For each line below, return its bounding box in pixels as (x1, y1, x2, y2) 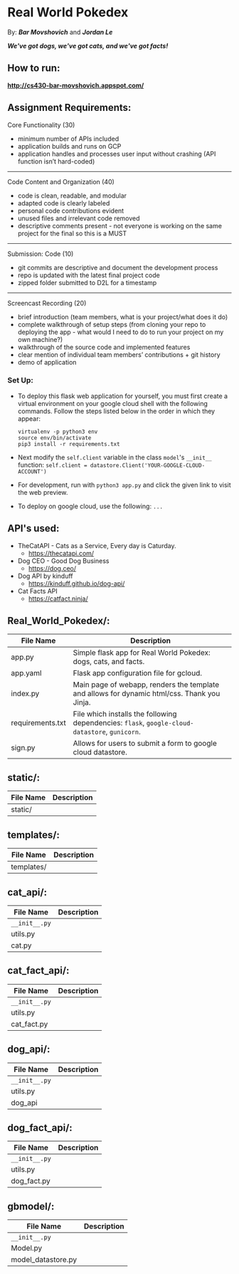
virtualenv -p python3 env (17, 428, 98, 435)
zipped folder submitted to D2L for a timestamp (17, 278, 157, 287)
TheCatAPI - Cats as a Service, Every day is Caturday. (17, 541, 176, 550)
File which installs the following (73, 709, 177, 719)
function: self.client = (17, 460, 87, 469)
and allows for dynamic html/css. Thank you (73, 689, 221, 699)
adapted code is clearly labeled (17, 198, 110, 207)
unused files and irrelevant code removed (17, 214, 140, 223)
